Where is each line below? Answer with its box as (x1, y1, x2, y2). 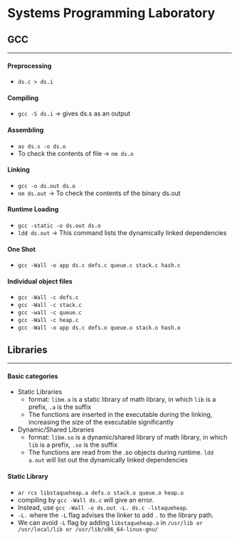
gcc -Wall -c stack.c (17, 301, 82, 309)
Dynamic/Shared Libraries (17, 425, 95, 434)
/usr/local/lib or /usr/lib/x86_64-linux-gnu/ (17, 526, 159, 533)
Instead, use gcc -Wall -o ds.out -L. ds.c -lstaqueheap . (17, 503, 188, 512)
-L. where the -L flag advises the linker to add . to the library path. (17, 511, 214, 519)
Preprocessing (7, 61, 52, 70)
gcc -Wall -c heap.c (17, 317, 79, 324)
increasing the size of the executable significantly (28, 418, 174, 427)
